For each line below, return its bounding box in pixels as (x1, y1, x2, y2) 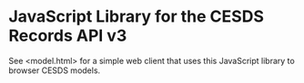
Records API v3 (8, 25, 127, 46)
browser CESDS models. (8, 65, 101, 76)
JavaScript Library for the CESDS (8, 6, 265, 27)
